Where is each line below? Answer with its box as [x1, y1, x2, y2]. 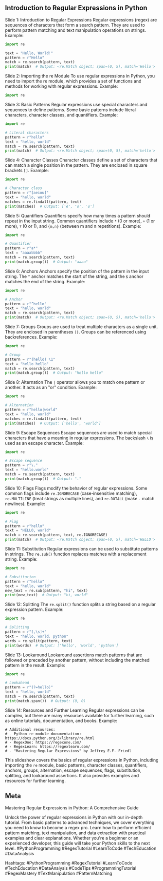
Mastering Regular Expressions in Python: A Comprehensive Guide [5, 804, 139, 811]
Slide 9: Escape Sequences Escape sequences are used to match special [5, 430, 152, 435]
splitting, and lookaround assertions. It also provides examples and [5, 772, 139, 778]
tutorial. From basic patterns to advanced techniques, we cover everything [5, 819, 155, 825]
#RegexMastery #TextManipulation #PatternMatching [5, 870, 112, 876]
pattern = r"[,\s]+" [5, 629, 47, 634]
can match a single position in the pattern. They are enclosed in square [5, 162, 147, 168]
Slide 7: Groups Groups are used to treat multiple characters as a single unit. [5, 324, 158, 330]
